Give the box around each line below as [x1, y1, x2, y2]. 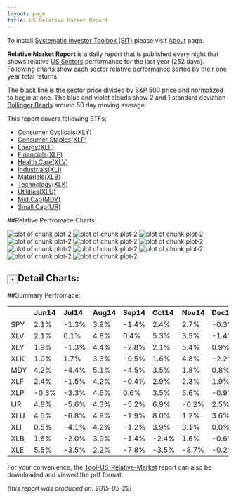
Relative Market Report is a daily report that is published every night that [7, 50, 219, 58]
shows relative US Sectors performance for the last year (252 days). [7, 57, 205, 65]
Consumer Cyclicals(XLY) [17, 128, 93, 136]
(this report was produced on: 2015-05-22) [7, 484, 132, 493]
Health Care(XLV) [17, 157, 69, 166]
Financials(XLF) [17, 150, 63, 159]
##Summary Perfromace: [7, 291, 81, 300]
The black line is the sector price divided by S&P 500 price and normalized [7, 86, 223, 94]
